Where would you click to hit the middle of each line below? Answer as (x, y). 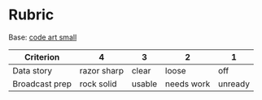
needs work (188, 84)
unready (234, 84)
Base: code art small (43, 37)
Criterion (42, 56)
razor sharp (102, 70)
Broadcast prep (42, 84)
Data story (33, 70)
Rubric (31, 15)
